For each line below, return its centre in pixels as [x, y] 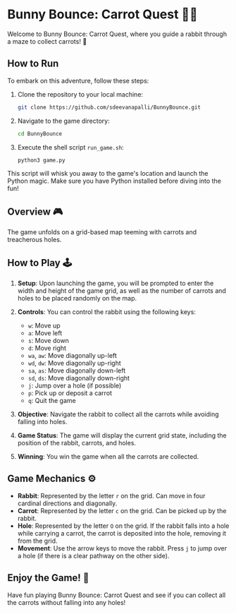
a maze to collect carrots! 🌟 [47, 41]
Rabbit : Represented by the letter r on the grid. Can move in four [111, 495]
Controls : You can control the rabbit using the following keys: [106, 312]
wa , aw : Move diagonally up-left [73, 355]
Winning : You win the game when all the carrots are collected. [108, 457]
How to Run [33, 64]
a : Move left [45, 333]
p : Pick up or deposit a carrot [70, 393]
